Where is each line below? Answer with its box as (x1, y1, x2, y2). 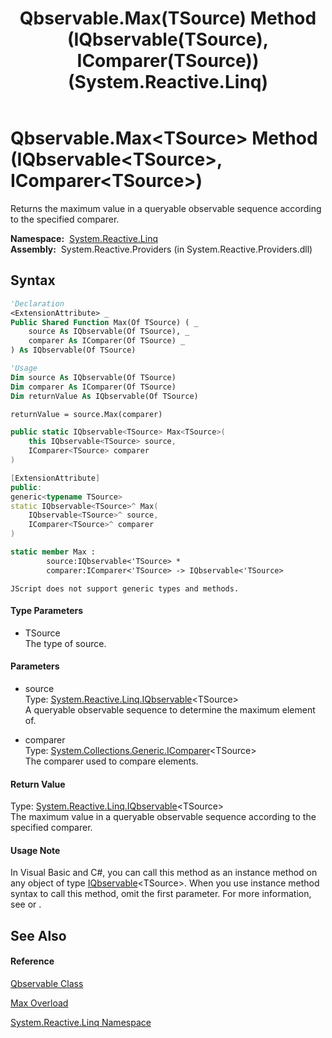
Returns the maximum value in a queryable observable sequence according (10, 202, 322, 214)
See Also (10, 927, 67, 944)
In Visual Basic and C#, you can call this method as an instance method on (10, 867, 318, 879)
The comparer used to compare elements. (24, 755, 199, 767)
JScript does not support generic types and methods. (10, 583, 240, 594)
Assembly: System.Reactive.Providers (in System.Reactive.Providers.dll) (10, 243, 313, 255)
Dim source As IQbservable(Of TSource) (10, 372, 177, 382)
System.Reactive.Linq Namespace (10, 1017, 152, 1029)
